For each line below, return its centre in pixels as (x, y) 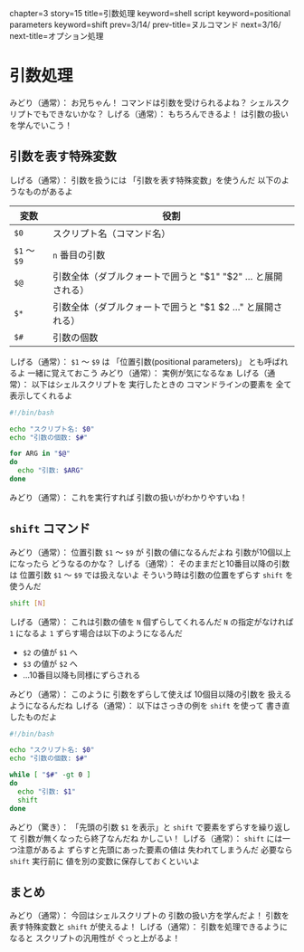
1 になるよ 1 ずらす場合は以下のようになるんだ (96, 633)
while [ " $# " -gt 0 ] (50, 775)
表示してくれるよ (41, 395)
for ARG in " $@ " (40, 454)
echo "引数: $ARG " (51, 471)
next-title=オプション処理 (57, 36)
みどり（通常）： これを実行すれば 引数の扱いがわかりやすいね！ (128, 497)
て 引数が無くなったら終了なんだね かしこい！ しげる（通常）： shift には (146, 838)
